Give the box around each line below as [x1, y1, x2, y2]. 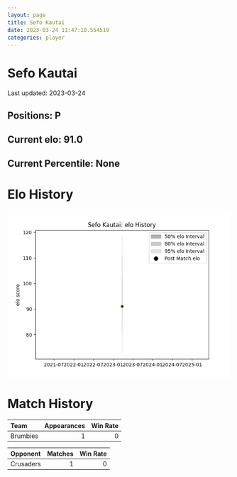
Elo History [7, 186, 74, 202]
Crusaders [10, 460, 41, 468]
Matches [47, 449, 74, 458]
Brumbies [10, 432, 39, 440]
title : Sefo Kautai [7, 18, 65, 26]
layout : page [7, 11, 46, 18]
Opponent [10, 449, 41, 458]
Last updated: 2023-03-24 [7, 89, 86, 97]
